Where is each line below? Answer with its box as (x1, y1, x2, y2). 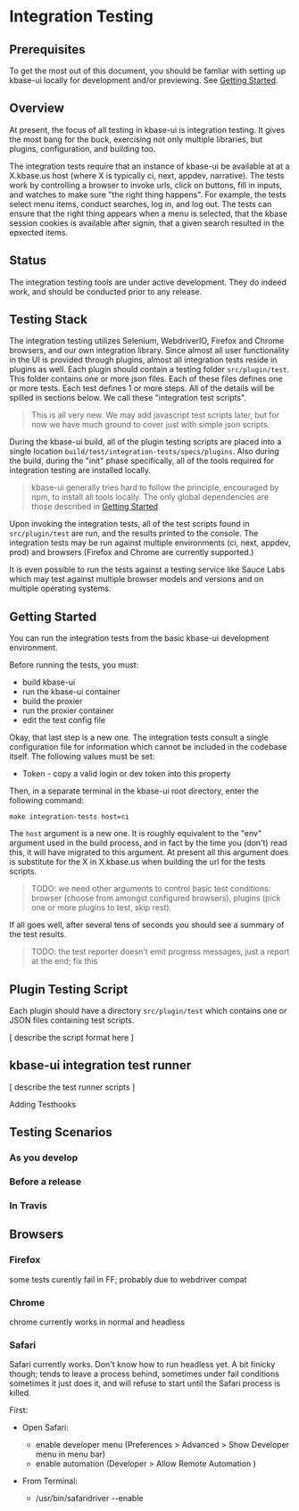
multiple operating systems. (9, 583, 112, 594)
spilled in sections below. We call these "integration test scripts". (9, 393, 247, 403)
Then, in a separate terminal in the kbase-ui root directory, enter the (9, 785, 259, 796)
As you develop (9, 1151, 79, 1164)
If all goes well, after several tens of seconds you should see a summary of (9, 919, 285, 930)
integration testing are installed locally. (9, 465, 152, 476)
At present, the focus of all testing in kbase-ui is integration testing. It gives (9, 124, 286, 135)
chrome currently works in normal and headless (9, 1316, 186, 1327)
